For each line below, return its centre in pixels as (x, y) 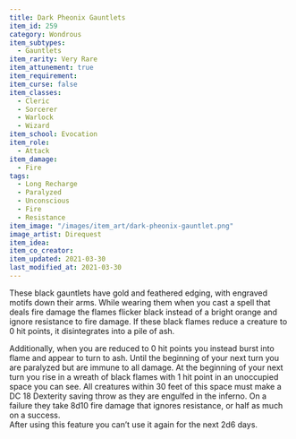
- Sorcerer (38, 109)
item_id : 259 (34, 26)
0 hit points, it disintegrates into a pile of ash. (92, 331)
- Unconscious (43, 201)
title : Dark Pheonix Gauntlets (68, 17)
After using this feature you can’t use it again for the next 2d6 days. (133, 424)
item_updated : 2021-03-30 (57, 259)
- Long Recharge (47, 185)
